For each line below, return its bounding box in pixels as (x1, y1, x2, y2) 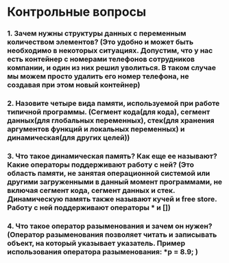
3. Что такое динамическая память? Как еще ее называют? (7, 151, 217, 161)
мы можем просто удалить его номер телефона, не (7, 71, 189, 81)
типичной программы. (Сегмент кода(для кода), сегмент (7, 107, 210, 117)
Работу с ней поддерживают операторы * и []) (7, 203, 171, 212)
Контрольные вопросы (7, 4, 146, 20)
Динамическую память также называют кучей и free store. (7, 194, 217, 203)
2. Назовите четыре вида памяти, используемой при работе (7, 99, 220, 108)
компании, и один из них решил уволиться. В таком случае (7, 63, 217, 73)
